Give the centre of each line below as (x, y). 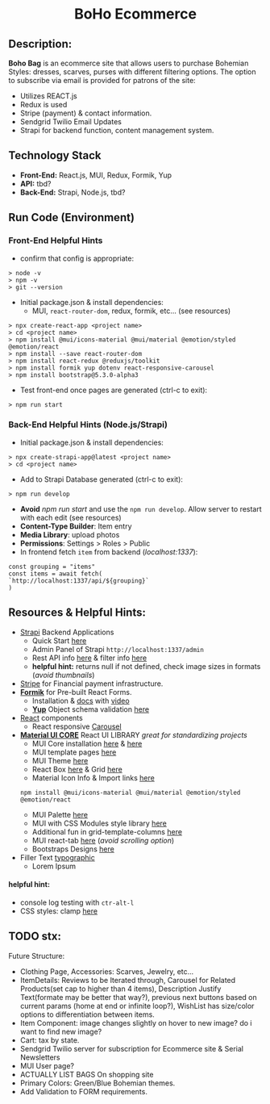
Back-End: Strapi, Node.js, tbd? (73, 192)
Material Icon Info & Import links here (93, 778)
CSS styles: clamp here (59, 911)
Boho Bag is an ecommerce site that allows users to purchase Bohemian (129, 63)
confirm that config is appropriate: (77, 258)
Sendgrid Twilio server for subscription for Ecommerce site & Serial (132, 1048)
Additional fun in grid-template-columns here (107, 831)
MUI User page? (47, 1065)
